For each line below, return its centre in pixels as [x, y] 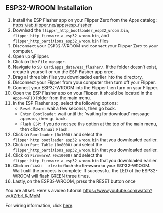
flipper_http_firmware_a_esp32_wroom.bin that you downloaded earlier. [85, 160]
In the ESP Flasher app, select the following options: [65, 103]
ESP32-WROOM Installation [49, 8]
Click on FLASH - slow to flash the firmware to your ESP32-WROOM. [81, 166]
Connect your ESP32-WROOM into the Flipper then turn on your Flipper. [85, 87]
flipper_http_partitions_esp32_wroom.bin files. [61, 41]
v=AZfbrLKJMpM [23, 196]
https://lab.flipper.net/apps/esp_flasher [52, 25]
